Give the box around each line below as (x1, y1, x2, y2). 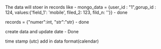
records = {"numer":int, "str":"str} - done (5, 19, 89, 25)
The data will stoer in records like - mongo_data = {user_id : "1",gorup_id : (5, 4, 156, 10)
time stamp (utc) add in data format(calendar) (5, 38, 99, 44)
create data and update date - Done (5, 29, 79, 34)
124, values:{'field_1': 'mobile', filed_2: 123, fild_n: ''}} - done (5, 9, 128, 15)
